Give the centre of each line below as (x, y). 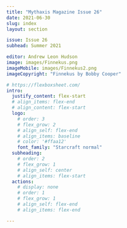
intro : (15, 90)
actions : (23, 182)
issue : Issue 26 (27, 40)
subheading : (27, 153)
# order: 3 (31, 119)
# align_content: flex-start (49, 108)
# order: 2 (31, 159)
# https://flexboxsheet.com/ (43, 85)
